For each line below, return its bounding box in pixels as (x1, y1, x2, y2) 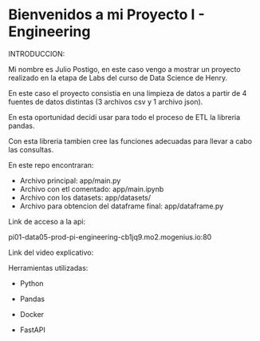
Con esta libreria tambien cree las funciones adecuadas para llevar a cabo (8, 136, 253, 145)
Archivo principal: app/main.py (19, 176, 121, 185)
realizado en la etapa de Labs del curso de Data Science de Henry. (8, 73, 228, 82)
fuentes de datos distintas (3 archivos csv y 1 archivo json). (8, 97, 203, 106)
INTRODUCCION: (8, 49, 65, 58)
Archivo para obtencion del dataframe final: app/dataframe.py (19, 201, 224, 211)
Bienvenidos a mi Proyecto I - (8, 6, 205, 24)
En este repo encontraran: (8, 160, 94, 169)
